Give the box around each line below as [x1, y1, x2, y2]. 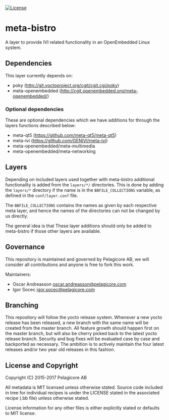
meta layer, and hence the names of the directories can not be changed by [5, 207, 160, 214]
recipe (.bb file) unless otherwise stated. [5, 395, 89, 401]
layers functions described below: [5, 123, 76, 129]
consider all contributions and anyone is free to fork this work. [5, 261, 135, 268]
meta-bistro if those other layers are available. [5, 228, 101, 234]
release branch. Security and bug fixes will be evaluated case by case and [5, 336, 160, 342]
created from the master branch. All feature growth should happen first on [5, 325, 159, 331]
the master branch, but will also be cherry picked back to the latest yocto [5, 331, 157, 337]
